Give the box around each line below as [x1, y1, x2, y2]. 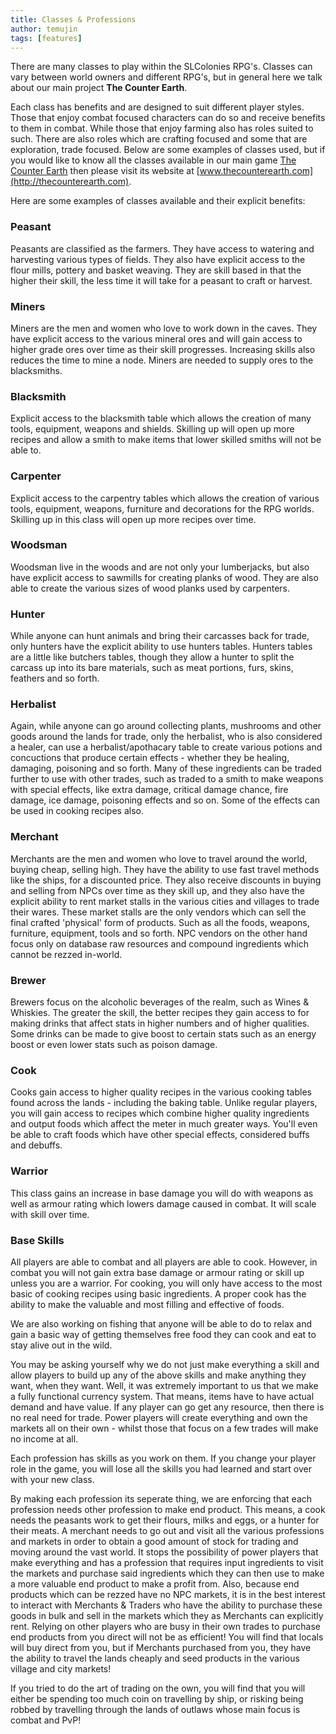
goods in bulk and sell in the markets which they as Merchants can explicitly [10, 1609, 324, 1621]
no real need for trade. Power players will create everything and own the [10, 1411, 308, 1423]
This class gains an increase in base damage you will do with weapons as [10, 1187, 314, 1199]
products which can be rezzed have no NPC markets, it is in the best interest [10, 1588, 326, 1600]
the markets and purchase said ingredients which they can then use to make [10, 1567, 325, 1579]
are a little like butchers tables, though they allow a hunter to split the [10, 651, 295, 663]
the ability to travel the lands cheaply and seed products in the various [10, 1652, 300, 1664]
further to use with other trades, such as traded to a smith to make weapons [10, 773, 324, 785]
